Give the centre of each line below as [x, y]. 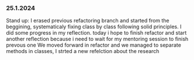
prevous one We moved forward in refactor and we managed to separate [93, 45]
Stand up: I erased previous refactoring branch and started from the [88, 21]
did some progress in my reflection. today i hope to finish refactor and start [96, 33]
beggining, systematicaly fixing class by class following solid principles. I [94, 27]
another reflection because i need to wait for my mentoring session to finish [97, 39]
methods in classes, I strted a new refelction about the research [83, 51]
